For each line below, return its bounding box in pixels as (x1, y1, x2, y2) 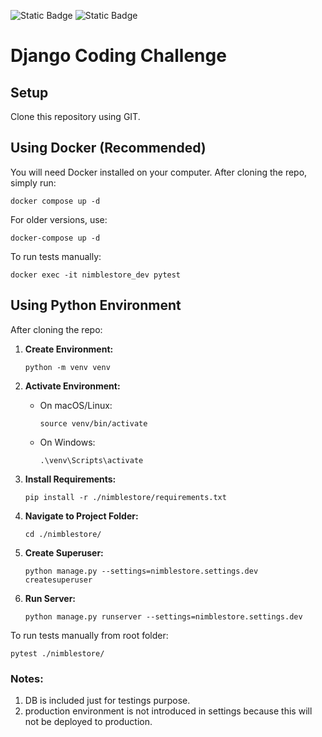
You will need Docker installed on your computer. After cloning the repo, (10, 166, 308, 178)
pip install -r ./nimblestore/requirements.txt (24, 492, 227, 502)
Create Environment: (24, 343, 114, 355)
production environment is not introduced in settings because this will (24, 705, 313, 717)
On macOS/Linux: (39, 399, 113, 411)
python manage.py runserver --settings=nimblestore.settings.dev (24, 611, 303, 622)
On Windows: (39, 436, 96, 448)
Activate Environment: (24, 380, 121, 392)
